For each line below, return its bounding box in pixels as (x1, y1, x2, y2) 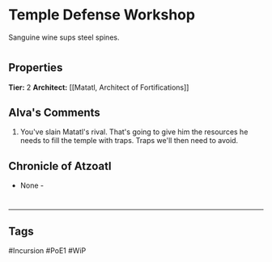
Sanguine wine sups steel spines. (8, 32, 120, 42)
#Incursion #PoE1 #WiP (8, 246, 87, 256)
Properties (8, 61, 63, 74)
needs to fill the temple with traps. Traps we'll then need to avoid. (19, 136, 239, 146)
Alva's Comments (8, 105, 101, 119)
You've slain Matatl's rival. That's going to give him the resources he (19, 127, 249, 137)
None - (19, 180, 45, 191)
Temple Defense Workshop (8, 6, 196, 24)
